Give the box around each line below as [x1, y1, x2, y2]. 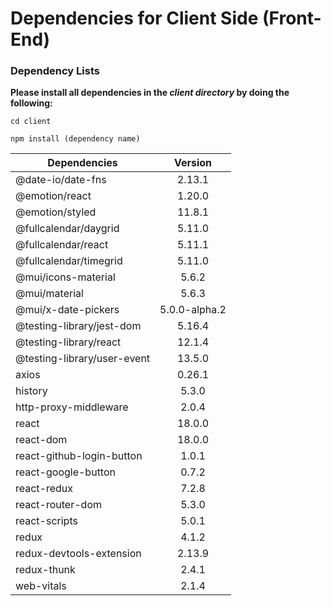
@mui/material [15, 287, 84, 301]
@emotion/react [15, 189, 92, 203]
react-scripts [15, 514, 78, 528]
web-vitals [15, 579, 67, 593]
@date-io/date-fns [15, 173, 107, 187]
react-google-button [15, 465, 116, 479]
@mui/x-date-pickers [15, 303, 120, 317]
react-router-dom [15, 498, 102, 512]
